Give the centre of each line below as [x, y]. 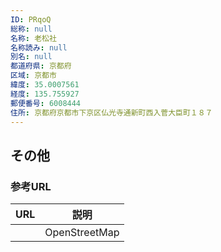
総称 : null [31, 29]
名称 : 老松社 [33, 38]
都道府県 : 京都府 [41, 66]
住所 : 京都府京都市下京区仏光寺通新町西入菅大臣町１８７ [111, 112]
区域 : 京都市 [33, 76]
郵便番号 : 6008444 [46, 103]
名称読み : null [39, 47]
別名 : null [31, 57]
